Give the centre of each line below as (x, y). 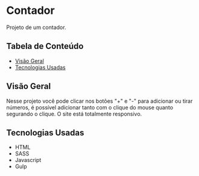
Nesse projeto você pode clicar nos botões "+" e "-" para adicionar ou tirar (99, 101)
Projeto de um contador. (36, 27)
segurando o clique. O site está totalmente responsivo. (74, 114)
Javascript (28, 160)
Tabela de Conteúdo (45, 46)
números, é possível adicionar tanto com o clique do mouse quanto (90, 107)
